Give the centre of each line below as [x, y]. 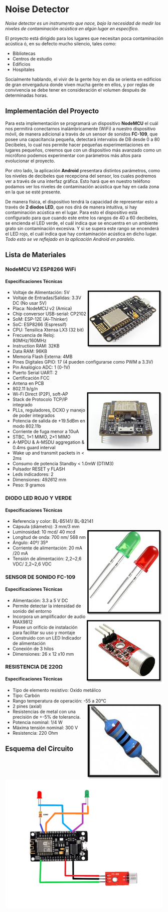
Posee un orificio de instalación [45, 627]
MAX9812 [23, 622]
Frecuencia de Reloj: [34, 335]
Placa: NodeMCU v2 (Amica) [42, 309]
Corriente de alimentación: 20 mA [47, 548]
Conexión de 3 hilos [33, 649]
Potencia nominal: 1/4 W [37, 722]
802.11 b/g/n [25, 389]
